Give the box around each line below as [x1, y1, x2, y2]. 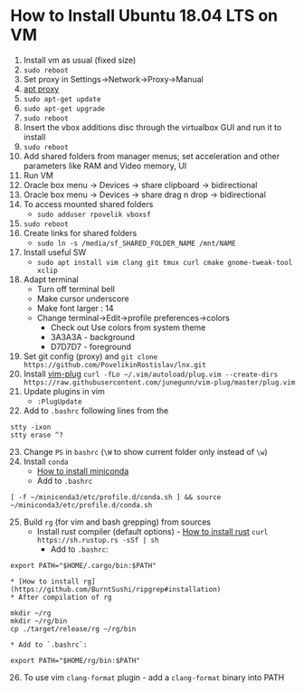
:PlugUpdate [36, 397, 82, 406]
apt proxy [23, 83, 60, 94]
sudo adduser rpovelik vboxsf [36, 210, 152, 219]
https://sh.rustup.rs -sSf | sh [36, 536, 159, 545]
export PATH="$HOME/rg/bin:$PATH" [10, 656, 141, 665]
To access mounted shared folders [23, 198, 154, 209]
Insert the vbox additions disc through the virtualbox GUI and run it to [23, 121, 282, 132]
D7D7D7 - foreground [50, 341, 132, 352]
